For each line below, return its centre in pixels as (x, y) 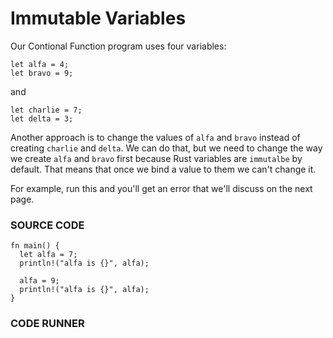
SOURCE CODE (47, 225)
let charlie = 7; (46, 110)
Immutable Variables (98, 18)
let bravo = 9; (42, 73)
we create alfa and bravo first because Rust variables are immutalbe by (156, 158)
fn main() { (35, 246)
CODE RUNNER (47, 324)
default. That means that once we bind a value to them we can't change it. (163, 169)
